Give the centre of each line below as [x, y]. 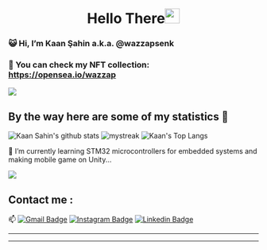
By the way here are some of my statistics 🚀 [118, 117]
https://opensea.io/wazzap [62, 75]
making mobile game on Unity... [60, 160]
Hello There [126, 19]
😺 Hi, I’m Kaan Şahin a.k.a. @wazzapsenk [91, 44]
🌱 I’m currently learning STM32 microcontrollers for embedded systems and [133, 151]
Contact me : [41, 199]
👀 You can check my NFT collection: [79, 65]
